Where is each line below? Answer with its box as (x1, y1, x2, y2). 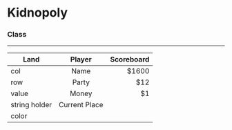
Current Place (58, 100, 104, 110)
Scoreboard (110, 55, 150, 64)
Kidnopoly (7, 5, 68, 21)
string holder (10, 100, 52, 110)
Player (70, 55, 92, 64)
